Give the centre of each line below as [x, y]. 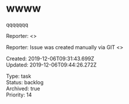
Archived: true [23, 88]
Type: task [19, 76]
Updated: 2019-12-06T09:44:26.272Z [51, 65]
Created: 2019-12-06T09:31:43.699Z [50, 58]
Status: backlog [25, 82]
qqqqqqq [17, 25]
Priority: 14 [19, 95]
